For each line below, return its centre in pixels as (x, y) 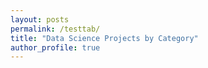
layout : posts (40, 19)
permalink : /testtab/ (55, 29)
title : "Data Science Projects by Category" (104, 38)
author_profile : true (55, 47)
